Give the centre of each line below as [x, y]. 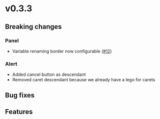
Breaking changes [34, 27]
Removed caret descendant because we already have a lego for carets [84, 80]
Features [19, 111]
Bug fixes [20, 95]
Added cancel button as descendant [49, 74]
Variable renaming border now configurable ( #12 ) [62, 51]
